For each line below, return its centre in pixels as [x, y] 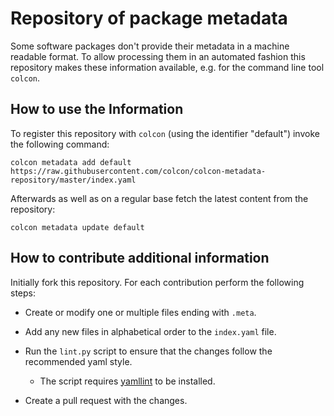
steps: [23, 293]
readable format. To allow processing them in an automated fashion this [158, 56]
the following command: [60, 144]
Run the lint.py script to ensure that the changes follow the [148, 351]
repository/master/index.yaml [73, 180]
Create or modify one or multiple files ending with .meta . [140, 312]
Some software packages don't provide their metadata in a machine [150, 46]
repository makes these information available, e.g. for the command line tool [167, 67]
